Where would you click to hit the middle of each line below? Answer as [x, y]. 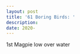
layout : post [22, 11]
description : [22, 22]
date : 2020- [21, 28]
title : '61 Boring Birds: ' [41, 17]
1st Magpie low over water [38, 45]
